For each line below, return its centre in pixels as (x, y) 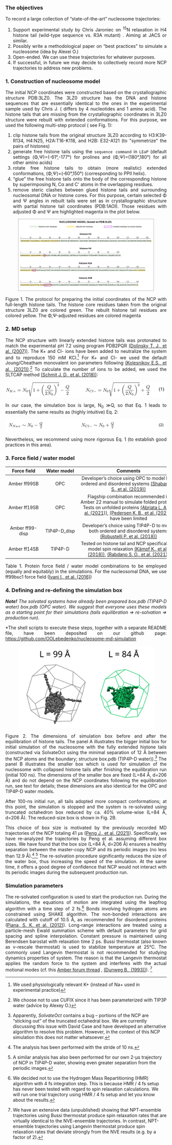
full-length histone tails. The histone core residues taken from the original (86, 305)
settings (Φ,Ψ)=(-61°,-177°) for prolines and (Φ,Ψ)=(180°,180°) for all (90, 157)
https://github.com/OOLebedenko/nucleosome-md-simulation (71, 638)
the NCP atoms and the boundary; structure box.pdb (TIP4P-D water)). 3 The (86, 758)
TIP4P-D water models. (30, 792)
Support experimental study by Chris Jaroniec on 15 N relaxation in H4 (90, 29)
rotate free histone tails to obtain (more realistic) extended (90, 168)
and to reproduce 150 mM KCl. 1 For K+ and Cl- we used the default (86, 357)
